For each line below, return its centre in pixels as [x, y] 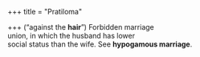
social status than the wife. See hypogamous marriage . [100, 44]
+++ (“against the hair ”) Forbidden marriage [81, 27]
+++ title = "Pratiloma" [45, 12]
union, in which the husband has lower [71, 36]
